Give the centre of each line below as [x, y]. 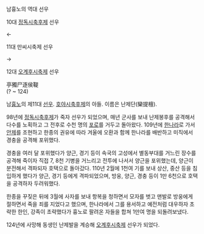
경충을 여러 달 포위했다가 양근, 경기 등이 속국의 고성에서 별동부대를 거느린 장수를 [101, 153]
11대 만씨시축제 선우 [30, 47]
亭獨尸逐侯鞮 [22, 85]
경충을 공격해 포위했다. [33, 140]
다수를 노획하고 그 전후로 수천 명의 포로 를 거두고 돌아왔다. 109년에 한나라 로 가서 [101, 125]
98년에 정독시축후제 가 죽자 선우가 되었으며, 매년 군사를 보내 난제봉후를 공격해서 [100, 117]
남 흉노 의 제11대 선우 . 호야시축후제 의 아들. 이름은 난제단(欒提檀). [82, 104]
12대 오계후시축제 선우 [33, 71]
